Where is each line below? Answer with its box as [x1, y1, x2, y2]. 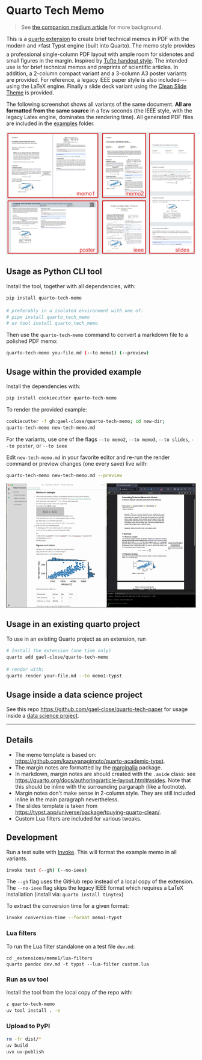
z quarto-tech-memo [6, 1001, 55, 1007]
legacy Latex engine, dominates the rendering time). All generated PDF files [6, 113, 194, 120]
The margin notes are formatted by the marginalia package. [14, 763, 162, 771]
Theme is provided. [6, 88, 54, 96]
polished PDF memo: [6, 337, 58, 345]
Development [6, 833, 58, 843]
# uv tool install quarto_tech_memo [6, 320, 98, 327]
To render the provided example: [6, 405, 87, 413]
